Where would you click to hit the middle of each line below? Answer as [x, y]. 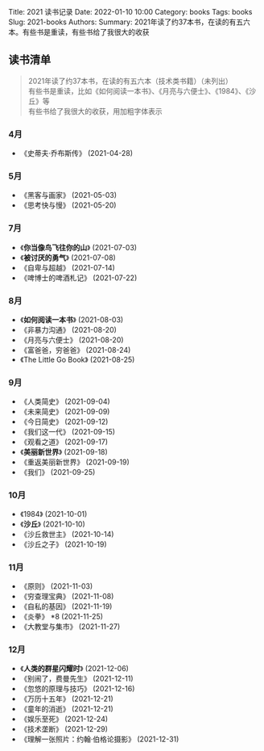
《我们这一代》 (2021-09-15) [67, 432]
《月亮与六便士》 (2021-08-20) [72, 340]
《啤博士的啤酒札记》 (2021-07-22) [78, 278]
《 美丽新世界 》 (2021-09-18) [64, 452]
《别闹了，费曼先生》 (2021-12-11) [77, 679]
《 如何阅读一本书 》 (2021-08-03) [72, 320]
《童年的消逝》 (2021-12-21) [67, 709]
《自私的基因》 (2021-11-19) [66, 606]
